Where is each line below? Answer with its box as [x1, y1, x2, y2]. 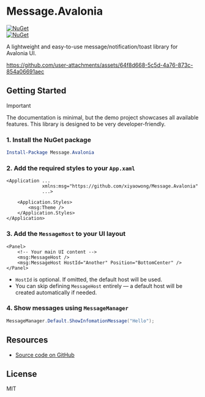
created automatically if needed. [15, 289, 97, 296]
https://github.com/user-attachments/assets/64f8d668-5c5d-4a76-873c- [6, 61, 193, 69]
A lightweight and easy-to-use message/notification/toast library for [6, 43, 178, 50]
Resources [6, 335, 48, 346]
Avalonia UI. [6, 49, 37, 56]
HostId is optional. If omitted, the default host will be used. [15, 276, 163, 283]
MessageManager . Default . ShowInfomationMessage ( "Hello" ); [6, 317, 155, 324]
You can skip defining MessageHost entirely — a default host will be [15, 282, 182, 289]
